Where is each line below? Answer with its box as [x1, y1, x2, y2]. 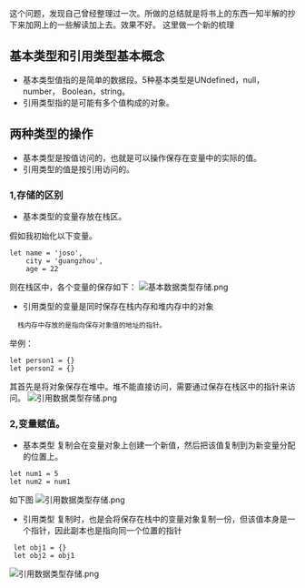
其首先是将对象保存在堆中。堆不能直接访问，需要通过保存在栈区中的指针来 [9, 380, 288, 391]
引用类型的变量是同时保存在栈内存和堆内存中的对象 [22, 300, 214, 311]
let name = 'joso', [9, 248, 84, 258]
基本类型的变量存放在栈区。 [22, 210, 127, 221]
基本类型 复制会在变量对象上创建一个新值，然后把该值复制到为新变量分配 [22, 440, 296, 451]
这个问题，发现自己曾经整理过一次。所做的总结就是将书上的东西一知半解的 [9, 8, 288, 18]
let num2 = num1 [9, 477, 71, 487]
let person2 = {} [9, 363, 75, 373]
